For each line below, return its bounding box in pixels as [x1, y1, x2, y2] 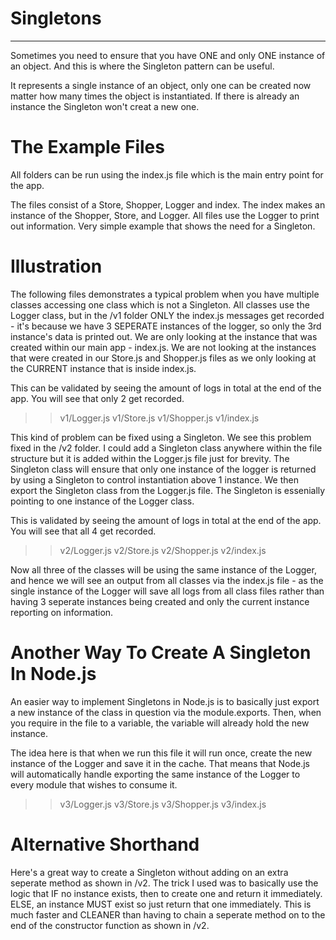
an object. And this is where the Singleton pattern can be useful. [10, 60, 275, 72]
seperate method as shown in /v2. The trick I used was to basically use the [10, 877, 319, 889]
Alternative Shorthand [10, 833, 200, 856]
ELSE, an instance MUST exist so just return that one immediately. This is [10, 898, 312, 910]
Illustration [10, 255, 103, 278]
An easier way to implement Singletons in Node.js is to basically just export [10, 695, 320, 707]
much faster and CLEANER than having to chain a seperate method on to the [10, 908, 326, 921]
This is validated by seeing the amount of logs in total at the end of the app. [10, 514, 322, 526]
